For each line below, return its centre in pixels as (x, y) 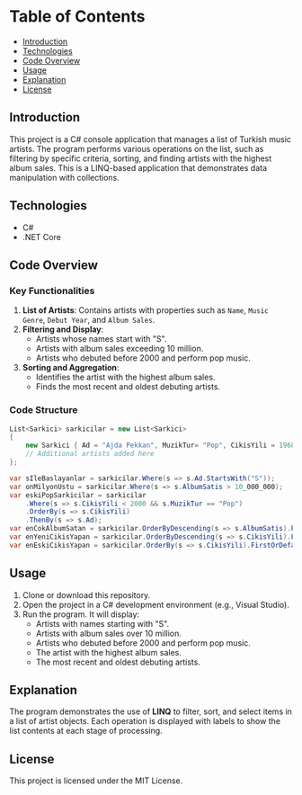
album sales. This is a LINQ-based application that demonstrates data (138, 167)
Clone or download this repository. (86, 594)
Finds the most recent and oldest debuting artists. (128, 387)
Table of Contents (77, 17)
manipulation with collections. (64, 177)
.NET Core (41, 237)
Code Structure (44, 410)
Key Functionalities (52, 290)
